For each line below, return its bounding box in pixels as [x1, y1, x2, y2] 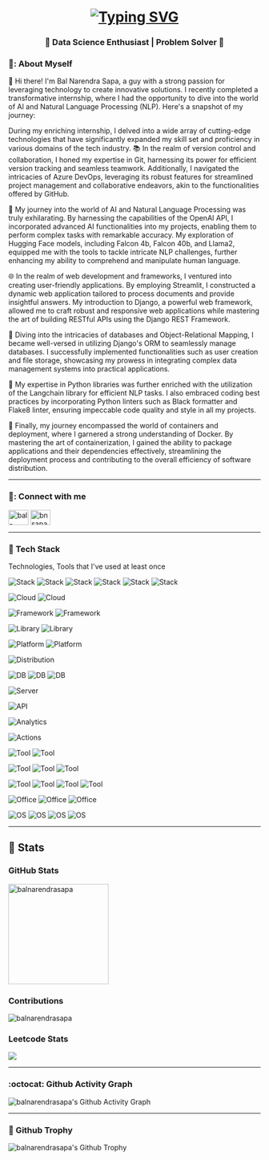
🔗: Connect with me [8, 491, 86, 502]
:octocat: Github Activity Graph [8, 1079, 133, 1090]
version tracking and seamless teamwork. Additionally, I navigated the [8, 164, 239, 173]
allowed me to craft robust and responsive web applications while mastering [8, 306, 260, 316]
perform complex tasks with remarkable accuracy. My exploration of [8, 230, 234, 240]
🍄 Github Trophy [8, 1124, 74, 1135]
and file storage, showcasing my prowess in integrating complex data [8, 355, 238, 365]
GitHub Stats [8, 865, 59, 876]
